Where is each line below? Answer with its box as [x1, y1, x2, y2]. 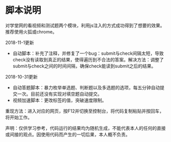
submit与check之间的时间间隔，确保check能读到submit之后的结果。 [12, 63, 156, 69]
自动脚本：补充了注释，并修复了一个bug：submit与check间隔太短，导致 [12, 50, 164, 56]
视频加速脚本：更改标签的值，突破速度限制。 [12, 97, 107, 103]
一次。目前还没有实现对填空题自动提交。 [17, 91, 102, 97]
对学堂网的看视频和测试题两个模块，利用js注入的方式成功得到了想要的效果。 [5, 22, 165, 28]
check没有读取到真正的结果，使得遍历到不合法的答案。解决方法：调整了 [12, 56, 164, 62]
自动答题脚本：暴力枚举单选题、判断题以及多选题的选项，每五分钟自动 [12, 84, 160, 90]
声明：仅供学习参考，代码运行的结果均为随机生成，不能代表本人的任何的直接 [5, 125, 166, 131]
